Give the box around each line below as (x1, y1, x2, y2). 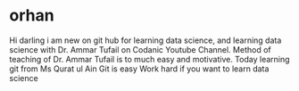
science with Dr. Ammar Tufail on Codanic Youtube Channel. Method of (9, 44, 271, 54)
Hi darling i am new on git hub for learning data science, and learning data (9, 35, 282, 45)
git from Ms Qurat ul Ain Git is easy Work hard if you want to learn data (9, 63, 270, 74)
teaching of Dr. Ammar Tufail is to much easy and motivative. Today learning (9, 54, 290, 64)
